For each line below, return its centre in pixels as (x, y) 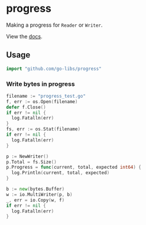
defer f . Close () (26, 107)
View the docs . (24, 36)
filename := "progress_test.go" (46, 96)
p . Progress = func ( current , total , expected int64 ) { (74, 168)
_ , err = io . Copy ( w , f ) (35, 200)
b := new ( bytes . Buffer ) (35, 189)
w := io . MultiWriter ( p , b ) (39, 194)
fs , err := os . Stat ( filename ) (43, 129)
